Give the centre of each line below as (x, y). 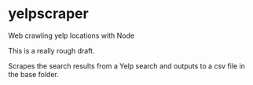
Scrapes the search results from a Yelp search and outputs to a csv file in (127, 66)
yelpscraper (48, 14)
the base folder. (33, 74)
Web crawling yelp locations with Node (71, 35)
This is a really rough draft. (51, 50)
